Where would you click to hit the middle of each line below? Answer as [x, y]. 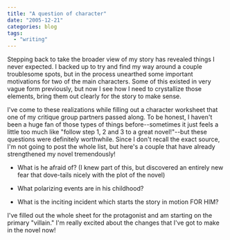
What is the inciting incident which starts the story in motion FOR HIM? [118, 202]
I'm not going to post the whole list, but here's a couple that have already [112, 147]
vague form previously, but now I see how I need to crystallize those [105, 89]
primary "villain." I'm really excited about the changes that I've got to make [113, 223]
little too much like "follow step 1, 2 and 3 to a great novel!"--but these [107, 132]
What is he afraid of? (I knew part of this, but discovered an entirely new [120, 168]
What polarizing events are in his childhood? [80, 189]
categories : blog [32, 26]
